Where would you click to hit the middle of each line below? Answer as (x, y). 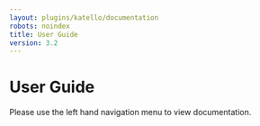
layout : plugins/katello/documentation (84, 18)
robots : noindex (40, 26)
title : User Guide (44, 34)
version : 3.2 (34, 43)
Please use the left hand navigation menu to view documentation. (130, 112)
